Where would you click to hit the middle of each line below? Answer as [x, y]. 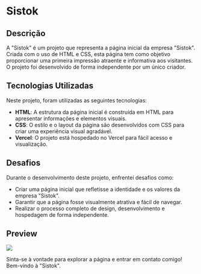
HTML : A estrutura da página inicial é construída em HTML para [94, 112]
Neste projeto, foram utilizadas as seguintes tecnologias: [77, 100]
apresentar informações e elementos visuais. [71, 118]
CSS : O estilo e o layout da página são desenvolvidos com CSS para [100, 125]
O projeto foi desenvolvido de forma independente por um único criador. [96, 67]
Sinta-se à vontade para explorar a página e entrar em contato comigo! [94, 260]
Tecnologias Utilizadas [50, 86]
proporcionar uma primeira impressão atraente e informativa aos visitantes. [100, 61]
